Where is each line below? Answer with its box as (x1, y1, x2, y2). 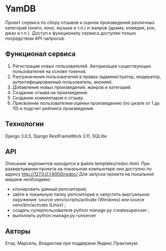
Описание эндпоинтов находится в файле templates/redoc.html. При (5, 160, 150, 167)
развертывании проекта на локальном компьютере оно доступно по (5, 166, 152, 172)
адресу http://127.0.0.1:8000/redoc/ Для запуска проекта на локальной (5, 171, 154, 177)
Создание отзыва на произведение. (12, 89, 88, 95)
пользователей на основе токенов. (12, 68, 87, 74)
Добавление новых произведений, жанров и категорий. (12, 84, 132, 90)
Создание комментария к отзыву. (12, 95, 84, 101)
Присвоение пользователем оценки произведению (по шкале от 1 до (12, 100, 160, 106)
